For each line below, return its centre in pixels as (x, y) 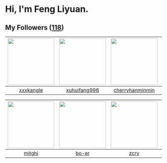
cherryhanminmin (134, 90)
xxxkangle (31, 90)
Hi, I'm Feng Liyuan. (47, 9)
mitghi (31, 153)
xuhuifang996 (83, 90)
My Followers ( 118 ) (35, 28)
